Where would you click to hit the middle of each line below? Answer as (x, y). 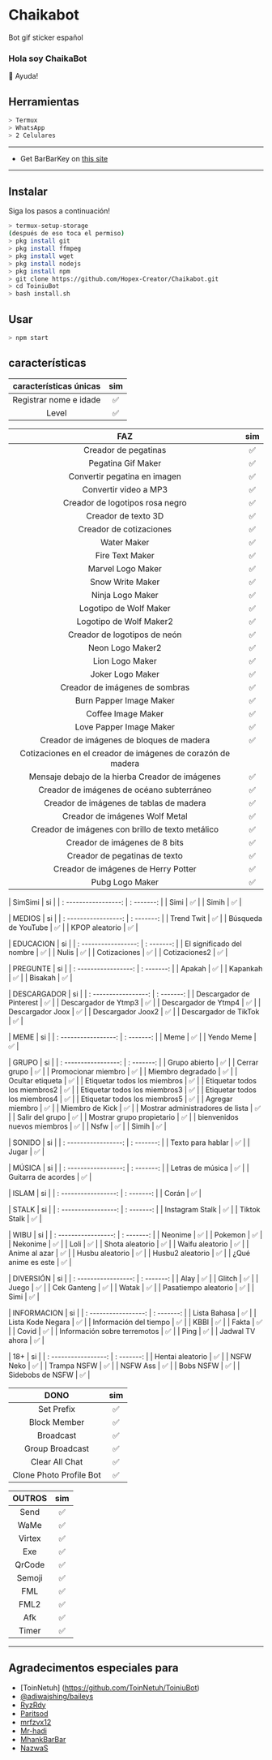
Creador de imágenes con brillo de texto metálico (125, 829)
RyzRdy (33, 1705)
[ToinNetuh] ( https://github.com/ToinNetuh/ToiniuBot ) (110, 1687)
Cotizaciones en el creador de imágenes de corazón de (125, 753)
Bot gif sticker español (46, 37)
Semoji (30, 1577)
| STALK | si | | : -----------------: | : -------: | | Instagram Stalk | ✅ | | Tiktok (134, 1209)
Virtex (30, 1538)
